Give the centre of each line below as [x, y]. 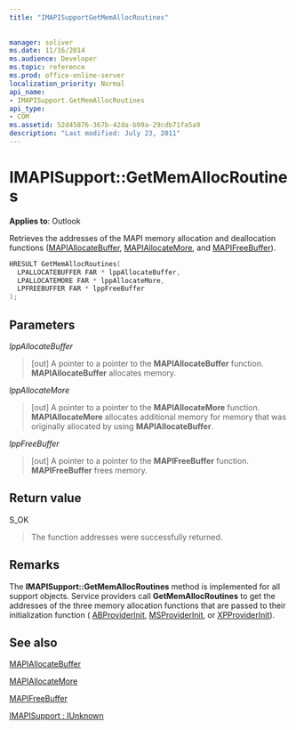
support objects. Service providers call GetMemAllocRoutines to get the [142, 596]
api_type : [28, 109]
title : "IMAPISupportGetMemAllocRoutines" [89, 17]
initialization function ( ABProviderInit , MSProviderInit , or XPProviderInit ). [142, 614]
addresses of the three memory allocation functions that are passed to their [148, 605]
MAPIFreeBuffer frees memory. [89, 470]
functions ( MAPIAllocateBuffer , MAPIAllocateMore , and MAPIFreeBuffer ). [143, 247]
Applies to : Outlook [45, 221]
